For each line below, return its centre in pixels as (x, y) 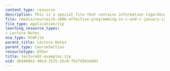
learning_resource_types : (32, 28)
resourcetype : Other (27, 51)
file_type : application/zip (35, 24)
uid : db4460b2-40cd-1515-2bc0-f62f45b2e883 (52, 61)
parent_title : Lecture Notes (36, 42)
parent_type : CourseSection (35, 47)
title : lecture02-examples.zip (38, 56)
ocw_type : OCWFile (25, 38)
